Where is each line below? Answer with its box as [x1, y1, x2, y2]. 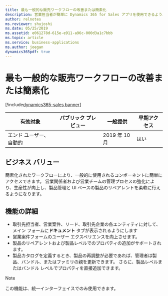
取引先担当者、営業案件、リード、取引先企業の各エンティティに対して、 [12, 221, 161, 227]
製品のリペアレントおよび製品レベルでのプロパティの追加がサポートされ [12, 240, 161, 246]
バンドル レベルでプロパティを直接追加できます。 [21, 265, 123, 271]
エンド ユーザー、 [7, 132, 49, 139]
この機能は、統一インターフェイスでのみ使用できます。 [5, 285, 118, 291]
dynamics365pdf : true [5, 49, 50, 54]
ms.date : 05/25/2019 [5, 26, 48, 31]
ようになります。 [9, 191, 44, 197]
